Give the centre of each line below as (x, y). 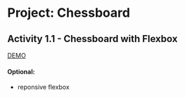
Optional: (21, 71)
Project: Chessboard (69, 13)
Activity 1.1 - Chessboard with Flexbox (92, 39)
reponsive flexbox (44, 87)
